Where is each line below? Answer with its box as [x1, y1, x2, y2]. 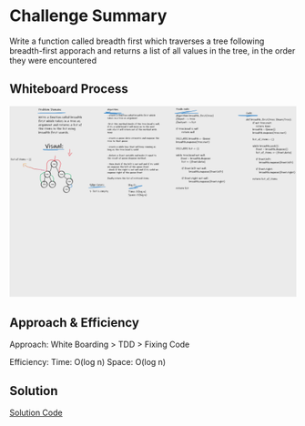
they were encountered [9, 55, 97, 66]
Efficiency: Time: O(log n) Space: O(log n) [9, 357, 167, 368]
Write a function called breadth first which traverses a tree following [9, 35, 265, 46]
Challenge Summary [9, 5, 168, 26]
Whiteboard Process [9, 81, 129, 96]
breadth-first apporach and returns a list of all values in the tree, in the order [9, 45, 296, 56]
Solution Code [9, 407, 63, 419]
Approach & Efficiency [9, 315, 139, 330]
